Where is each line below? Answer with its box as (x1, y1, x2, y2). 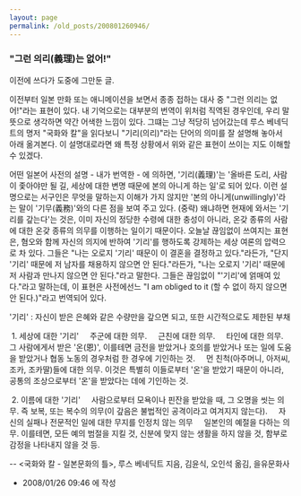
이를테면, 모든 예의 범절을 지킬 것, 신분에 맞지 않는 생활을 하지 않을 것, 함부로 (21, 428, 288, 439)
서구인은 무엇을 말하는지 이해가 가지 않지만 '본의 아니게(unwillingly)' (39, 191, 279, 202)
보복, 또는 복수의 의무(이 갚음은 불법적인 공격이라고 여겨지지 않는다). (30, 405, 268, 416)
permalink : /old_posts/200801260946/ (9, 22, 150, 30)
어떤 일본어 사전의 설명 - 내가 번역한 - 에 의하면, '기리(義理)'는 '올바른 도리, (9, 169, 271, 179)
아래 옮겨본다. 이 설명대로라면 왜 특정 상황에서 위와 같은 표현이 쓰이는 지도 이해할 (9, 138, 291, 149)
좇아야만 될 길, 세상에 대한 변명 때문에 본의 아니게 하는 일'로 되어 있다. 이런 (18, 180, 279, 191)
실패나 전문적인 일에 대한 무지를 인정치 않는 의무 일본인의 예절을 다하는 (25, 416, 281, 427)
